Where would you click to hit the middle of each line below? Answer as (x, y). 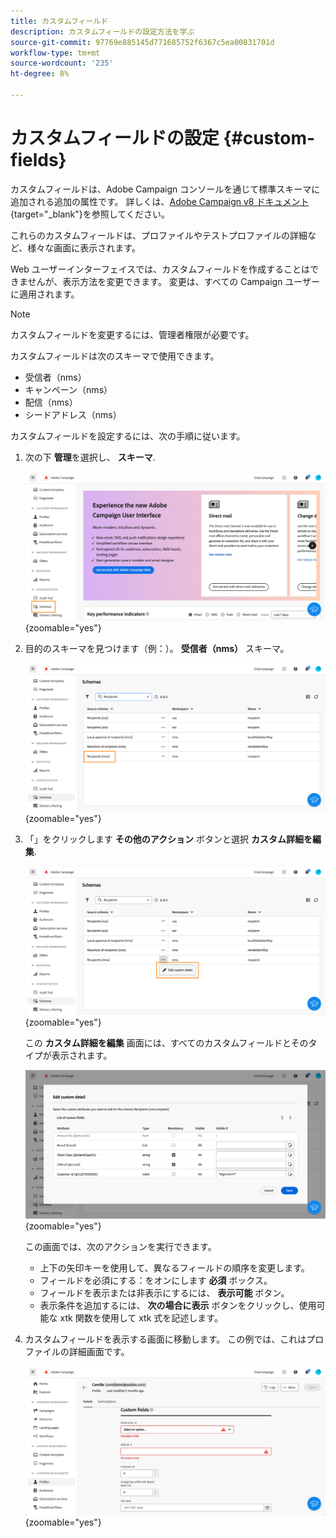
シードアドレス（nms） (73, 414)
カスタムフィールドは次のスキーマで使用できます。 (115, 356)
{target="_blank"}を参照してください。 (90, 214)
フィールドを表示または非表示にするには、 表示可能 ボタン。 (164, 1292)
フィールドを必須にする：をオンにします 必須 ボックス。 (156, 1280)
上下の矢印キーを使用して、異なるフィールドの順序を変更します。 (174, 1267)
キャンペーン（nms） (68, 389)
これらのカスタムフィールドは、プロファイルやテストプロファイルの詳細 (159, 235)
